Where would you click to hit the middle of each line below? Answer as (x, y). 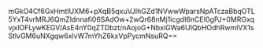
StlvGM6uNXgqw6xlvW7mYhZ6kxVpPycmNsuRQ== (93, 36)
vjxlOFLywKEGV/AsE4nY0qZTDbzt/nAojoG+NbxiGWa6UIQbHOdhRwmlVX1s (131, 27)
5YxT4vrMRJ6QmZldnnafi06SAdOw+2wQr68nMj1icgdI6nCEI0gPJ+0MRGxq (131, 19)
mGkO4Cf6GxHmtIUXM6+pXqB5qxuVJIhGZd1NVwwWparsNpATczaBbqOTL (132, 11)
